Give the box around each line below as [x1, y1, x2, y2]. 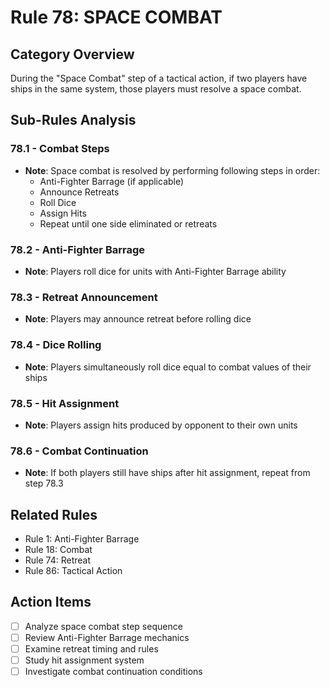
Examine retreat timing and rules [24, 642, 159, 655]
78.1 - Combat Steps [10, 142, 110, 156]
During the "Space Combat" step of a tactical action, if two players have [10, 72, 308, 84]
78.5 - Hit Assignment [10, 396, 120, 410]
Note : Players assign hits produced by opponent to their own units [24, 419, 298, 431]
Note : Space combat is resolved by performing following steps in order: [24, 164, 321, 176]
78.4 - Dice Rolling [10, 338, 102, 352]
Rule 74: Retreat [24, 554, 92, 566]
